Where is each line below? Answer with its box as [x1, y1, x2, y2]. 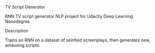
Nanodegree [5, 19, 30, 24]
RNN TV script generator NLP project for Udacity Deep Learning [5, 13, 133, 19]
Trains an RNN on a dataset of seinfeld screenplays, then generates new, [5, 37, 151, 43]
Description [5, 28, 28, 33]
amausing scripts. [5, 42, 41, 48]
